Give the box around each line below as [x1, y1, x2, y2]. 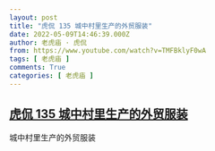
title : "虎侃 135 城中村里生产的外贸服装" [9, 21, 152, 30]
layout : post [9, 13, 58, 22]
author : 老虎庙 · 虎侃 [9, 38, 88, 47]
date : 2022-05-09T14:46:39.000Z [9, 29, 130, 38]
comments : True [9, 63, 66, 72]
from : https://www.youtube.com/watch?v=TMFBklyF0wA [9, 46, 206, 55]
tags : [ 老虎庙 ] [9, 55, 70, 63]
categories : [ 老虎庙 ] [9, 71, 94, 80]
